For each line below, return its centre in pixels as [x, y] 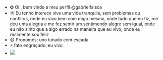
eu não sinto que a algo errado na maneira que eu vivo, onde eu [75, 29]
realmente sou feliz [29, 34]
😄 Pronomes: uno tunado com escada [49, 40]
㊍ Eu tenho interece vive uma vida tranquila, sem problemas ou [75, 13]
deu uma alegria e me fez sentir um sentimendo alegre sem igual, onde [82, 24]
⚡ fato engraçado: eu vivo [36, 45]
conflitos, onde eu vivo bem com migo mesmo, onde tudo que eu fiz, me [84, 19]
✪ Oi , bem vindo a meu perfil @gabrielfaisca [56, 7]
